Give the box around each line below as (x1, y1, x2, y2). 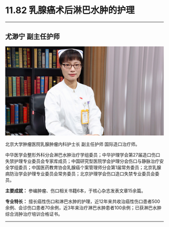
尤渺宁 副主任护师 (5, 32, 60, 41)
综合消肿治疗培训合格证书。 (5, 211, 63, 217)
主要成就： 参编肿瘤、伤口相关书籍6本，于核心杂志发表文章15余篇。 (5, 188, 146, 194)
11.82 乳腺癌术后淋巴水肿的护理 (5, 5, 135, 16)
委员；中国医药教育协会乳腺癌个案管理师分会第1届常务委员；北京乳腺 (18, 165, 161, 171)
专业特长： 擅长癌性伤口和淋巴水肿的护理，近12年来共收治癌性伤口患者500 (5, 198, 160, 204)
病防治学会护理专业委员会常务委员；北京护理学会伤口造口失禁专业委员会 (5, 171, 155, 177)
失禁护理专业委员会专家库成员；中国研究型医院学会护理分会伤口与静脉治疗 (5, 158, 159, 164)
